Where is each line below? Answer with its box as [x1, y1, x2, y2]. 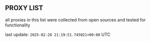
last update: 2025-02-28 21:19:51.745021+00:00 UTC [5, 31, 111, 37]
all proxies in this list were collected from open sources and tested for [5, 17, 146, 22]
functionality [5, 22, 30, 28]
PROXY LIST [5, 4, 43, 12]
